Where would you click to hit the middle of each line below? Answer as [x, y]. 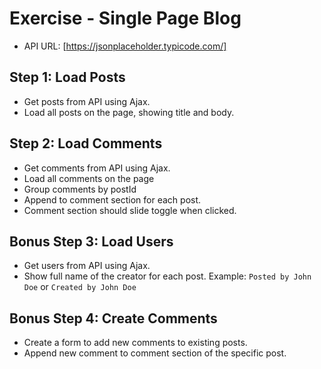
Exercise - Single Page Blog [125, 18]
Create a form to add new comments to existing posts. [135, 343]
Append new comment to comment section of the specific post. [155, 353]
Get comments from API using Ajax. [97, 168]
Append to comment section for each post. [112, 199]
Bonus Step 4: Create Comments [113, 318]
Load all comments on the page [89, 178]
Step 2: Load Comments [86, 143]
